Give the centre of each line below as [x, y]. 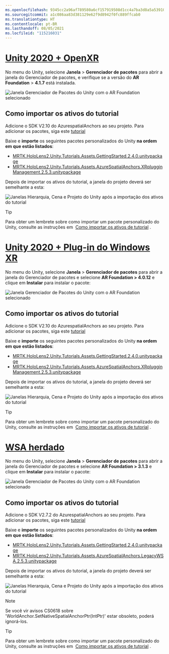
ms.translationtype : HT [30, 19]
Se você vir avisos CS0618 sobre [39, 611]
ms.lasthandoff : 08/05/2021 [35, 29]
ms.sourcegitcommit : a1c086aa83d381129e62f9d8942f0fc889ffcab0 [73, 15]
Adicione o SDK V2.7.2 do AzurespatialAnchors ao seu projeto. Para [75, 515]
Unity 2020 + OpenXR [52, 58]
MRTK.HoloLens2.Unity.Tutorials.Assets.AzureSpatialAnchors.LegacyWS [88, 556]
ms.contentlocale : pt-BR [31, 24]
